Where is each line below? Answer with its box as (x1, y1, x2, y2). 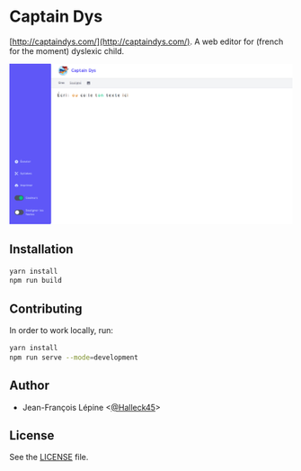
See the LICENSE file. (9, 452, 89, 463)
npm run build (9, 276, 63, 285)
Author (9, 378, 49, 394)
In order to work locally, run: (9, 325, 114, 336)
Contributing (9, 301, 83, 316)
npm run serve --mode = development (9, 353, 139, 362)
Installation (9, 241, 74, 258)
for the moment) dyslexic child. (9, 45, 125, 56)
